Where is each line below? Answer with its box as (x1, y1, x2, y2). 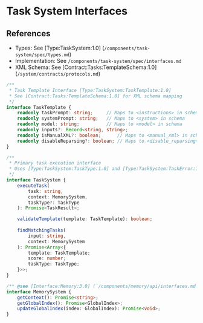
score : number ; (28, 255, 66, 261)
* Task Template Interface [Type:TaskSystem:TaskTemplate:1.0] (8, 87, 172, 93)
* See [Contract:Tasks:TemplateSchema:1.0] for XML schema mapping (8, 93, 182, 99)
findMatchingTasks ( (17, 227, 66, 233)
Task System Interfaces (6, 4, 128, 18)
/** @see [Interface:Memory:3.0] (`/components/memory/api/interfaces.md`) (6, 283, 201, 289)
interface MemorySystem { (6, 289, 71, 295)
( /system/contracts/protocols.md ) (14, 70, 101, 77)
